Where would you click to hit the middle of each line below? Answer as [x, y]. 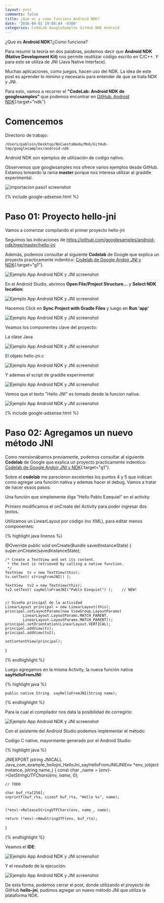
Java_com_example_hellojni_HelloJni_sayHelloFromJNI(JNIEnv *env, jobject [82, 764]
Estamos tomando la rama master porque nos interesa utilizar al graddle [78, 173]
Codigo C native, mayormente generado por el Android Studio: [68, 740]
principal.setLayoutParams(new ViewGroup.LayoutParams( [63, 611]
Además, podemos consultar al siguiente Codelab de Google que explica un [82, 254]
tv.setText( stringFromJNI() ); [38, 577]
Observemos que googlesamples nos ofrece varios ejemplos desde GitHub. [82, 167]
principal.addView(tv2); [30, 633]
